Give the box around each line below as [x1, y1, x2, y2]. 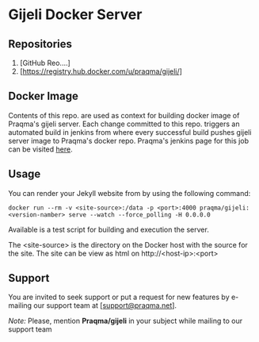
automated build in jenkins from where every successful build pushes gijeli [8, 127, 252, 136]
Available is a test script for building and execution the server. [8, 225, 210, 234]
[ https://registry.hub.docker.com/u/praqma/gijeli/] [19, 67, 182, 76]
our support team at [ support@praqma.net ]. [33, 301, 177, 310]
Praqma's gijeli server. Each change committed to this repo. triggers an [8, 119, 240, 129]
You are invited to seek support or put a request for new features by [8, 292, 230, 302]
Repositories [8, 37, 73, 51]
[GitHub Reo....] [19, 58, 71, 67]
